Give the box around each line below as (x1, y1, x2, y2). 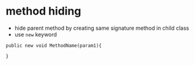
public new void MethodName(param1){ (6, 43, 102, 49)
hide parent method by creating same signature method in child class (14, 24, 189, 32)
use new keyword (14, 30, 57, 38)
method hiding (6, 4, 81, 18)
